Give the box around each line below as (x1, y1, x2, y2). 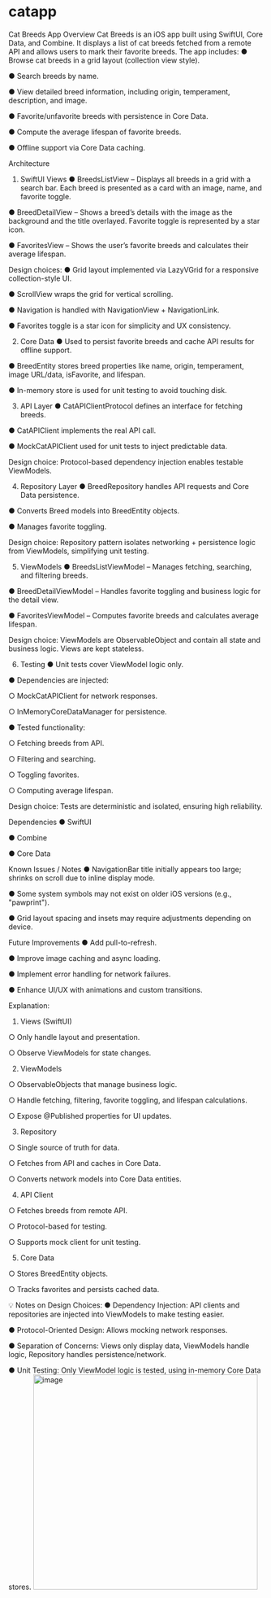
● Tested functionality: (8, 723, 86, 732)
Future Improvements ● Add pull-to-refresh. (8, 937, 157, 947)
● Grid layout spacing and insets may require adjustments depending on (8, 913, 252, 923)
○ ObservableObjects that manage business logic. (8, 1079, 178, 1089)
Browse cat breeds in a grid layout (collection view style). (8, 55, 200, 65)
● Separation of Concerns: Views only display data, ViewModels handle (8, 1341, 250, 1351)
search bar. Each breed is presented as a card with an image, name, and (19, 182, 262, 193)
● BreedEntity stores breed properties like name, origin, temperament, (8, 360, 245, 370)
